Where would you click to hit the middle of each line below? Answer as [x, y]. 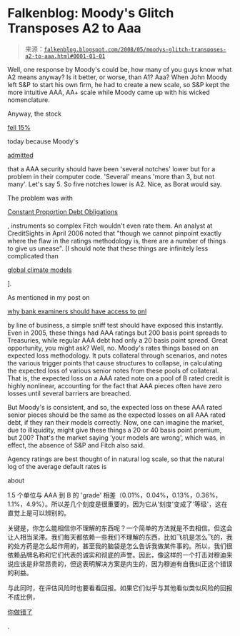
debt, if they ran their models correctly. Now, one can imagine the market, [116, 422]
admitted [20, 155]
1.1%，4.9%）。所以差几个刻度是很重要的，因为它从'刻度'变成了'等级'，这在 [117, 504]
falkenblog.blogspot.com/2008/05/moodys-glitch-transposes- [135, 49]
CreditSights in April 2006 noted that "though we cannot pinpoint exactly [115, 233]
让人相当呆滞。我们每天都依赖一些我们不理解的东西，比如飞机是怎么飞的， [117, 537]
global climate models [40, 270]
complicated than [33, 256]
